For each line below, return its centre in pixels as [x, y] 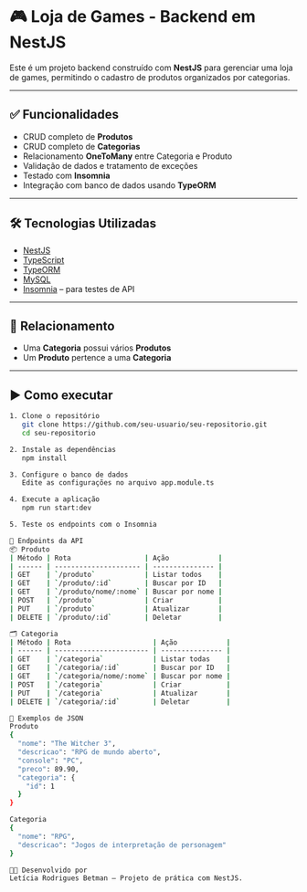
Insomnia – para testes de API [79, 289]
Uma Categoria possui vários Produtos [97, 348]
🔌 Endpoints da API [47, 540]
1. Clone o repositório [55, 416]
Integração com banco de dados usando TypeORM [119, 185]
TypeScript [43, 259]
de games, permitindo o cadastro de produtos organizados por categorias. [150, 77]
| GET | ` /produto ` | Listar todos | [116, 575]
